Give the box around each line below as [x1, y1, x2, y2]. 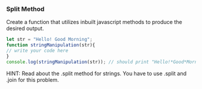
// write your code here [6, 48, 69, 54]
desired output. [6, 25, 44, 32]
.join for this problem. [6, 76, 59, 83]
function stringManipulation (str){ [6, 42, 96, 48]
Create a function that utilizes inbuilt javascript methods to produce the [6, 19, 182, 26]
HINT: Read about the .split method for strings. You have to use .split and [6, 70, 187, 77]
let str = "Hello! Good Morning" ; [6, 37, 93, 43]
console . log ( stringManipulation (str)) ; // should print [6, 59, 149, 65]
